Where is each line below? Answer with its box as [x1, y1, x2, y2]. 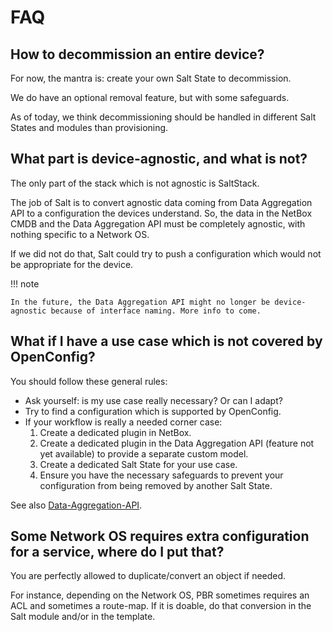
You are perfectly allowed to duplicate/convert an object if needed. [10, 570, 287, 582]
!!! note [10, 277, 40, 290]
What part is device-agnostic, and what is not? [10, 151, 308, 168]
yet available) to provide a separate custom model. [39, 447, 249, 460]
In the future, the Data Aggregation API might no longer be [10, 297, 271, 307]
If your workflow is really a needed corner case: [24, 416, 223, 428]
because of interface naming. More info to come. [50, 306, 262, 316]
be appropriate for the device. [10, 258, 134, 270]
